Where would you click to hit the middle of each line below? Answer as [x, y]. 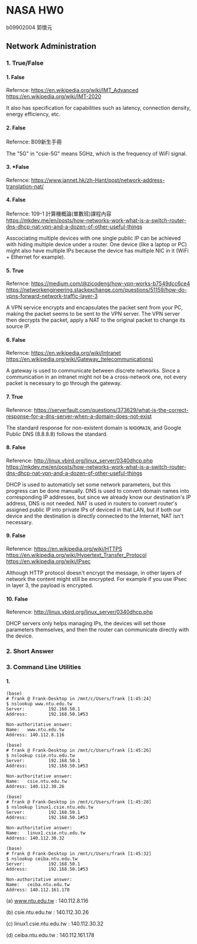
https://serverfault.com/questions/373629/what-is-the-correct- [111, 410]
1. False [15, 77]
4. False [16, 200]
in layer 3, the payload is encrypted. [50, 586]
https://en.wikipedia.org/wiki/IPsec [48, 561]
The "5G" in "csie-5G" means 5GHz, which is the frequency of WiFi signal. [96, 153]
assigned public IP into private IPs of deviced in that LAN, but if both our [94, 509]
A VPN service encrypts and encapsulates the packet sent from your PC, [95, 308]
